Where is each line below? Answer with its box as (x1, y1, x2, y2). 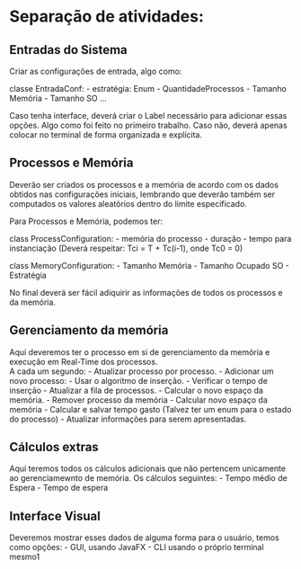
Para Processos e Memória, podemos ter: (9, 216, 164, 227)
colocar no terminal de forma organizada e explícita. (9, 129, 202, 140)
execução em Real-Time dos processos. (9, 356, 158, 367)
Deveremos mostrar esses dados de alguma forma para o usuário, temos (9, 532, 280, 543)
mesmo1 (9, 551, 40, 563)
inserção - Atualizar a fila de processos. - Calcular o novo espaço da (9, 385, 263, 396)
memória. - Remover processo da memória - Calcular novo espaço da (9, 394, 268, 405)
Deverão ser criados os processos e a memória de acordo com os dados (9, 179, 279, 190)
